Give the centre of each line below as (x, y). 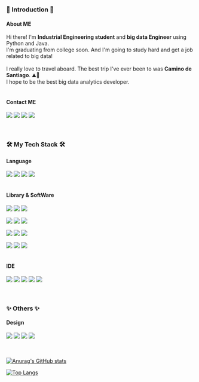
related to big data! (29, 56)
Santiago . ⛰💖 (23, 75)
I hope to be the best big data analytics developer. (68, 82)
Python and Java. (28, 44)
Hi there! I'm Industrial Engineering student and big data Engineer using (97, 37)
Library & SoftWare (30, 195)
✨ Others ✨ (23, 308)
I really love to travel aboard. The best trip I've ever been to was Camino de (99, 69)
